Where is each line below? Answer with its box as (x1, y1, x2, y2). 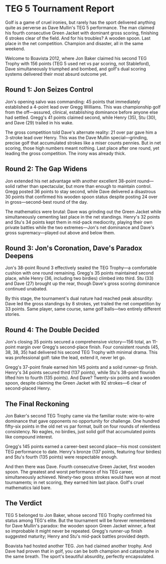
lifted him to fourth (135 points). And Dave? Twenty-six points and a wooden (5, 375, 160, 381)
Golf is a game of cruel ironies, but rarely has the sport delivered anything (5, 19, 156, 25)
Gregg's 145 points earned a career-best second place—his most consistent (5, 444, 161, 449)
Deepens (5, 251, 34, 260)
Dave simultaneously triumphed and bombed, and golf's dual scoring (5, 65, 146, 72)
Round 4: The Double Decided (5, 326, 100, 334)
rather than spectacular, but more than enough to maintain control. (16, 183, 152, 189)
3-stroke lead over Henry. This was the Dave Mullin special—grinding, (5, 134, 148, 140)
